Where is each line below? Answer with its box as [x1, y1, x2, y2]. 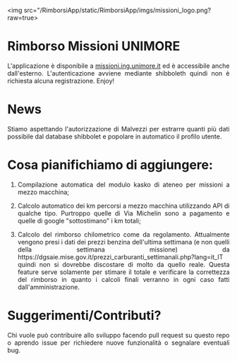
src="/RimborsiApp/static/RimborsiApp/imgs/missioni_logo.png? [23, 6, 212, 14]
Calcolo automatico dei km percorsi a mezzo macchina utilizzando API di [17, 201, 230, 210]
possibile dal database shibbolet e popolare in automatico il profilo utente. [7, 132, 222, 141]
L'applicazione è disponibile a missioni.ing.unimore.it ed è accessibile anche [7, 61, 230, 70]
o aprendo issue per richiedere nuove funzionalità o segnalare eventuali [7, 338, 230, 347]
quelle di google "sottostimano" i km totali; [17, 216, 141, 225]
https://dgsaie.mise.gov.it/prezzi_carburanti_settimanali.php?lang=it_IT [17, 252, 224, 261]
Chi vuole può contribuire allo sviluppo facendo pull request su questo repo [7, 331, 230, 339]
